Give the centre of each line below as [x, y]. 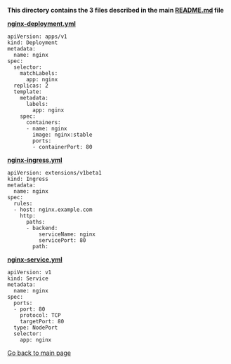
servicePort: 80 [62, 241]
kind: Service [28, 278]
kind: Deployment [33, 43]
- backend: [42, 228]
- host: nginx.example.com [53, 210]
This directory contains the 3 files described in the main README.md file [116, 10]
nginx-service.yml [35, 259]
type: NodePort [36, 328]
